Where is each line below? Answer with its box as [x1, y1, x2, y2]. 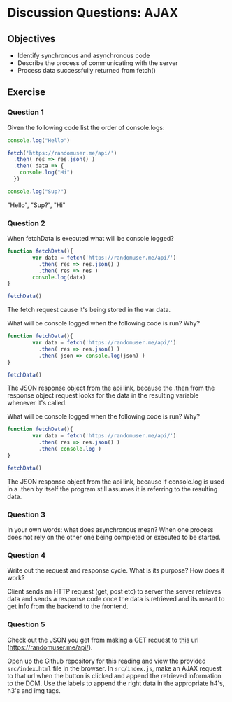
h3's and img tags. [7, 686, 61, 694]
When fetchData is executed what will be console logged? [7, 234, 175, 243]
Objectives [7, 33, 56, 45]
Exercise [7, 86, 46, 99]
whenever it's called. [7, 399, 68, 407]
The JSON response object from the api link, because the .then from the [7, 384, 215, 393]
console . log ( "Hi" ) [20, 169, 73, 176]
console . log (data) [32, 274, 86, 281]
